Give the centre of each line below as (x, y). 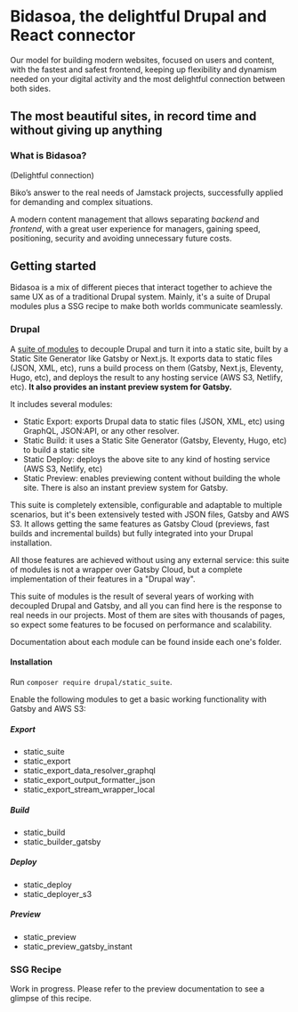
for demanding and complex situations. (82, 201)
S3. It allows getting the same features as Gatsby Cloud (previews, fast (140, 524)
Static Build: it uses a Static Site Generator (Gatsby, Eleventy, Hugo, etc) (155, 440)
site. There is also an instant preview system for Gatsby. (125, 487)
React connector (73, 35)
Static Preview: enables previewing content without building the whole (152, 477)
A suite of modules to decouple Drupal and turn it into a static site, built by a (149, 348)
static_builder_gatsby (62, 841)
